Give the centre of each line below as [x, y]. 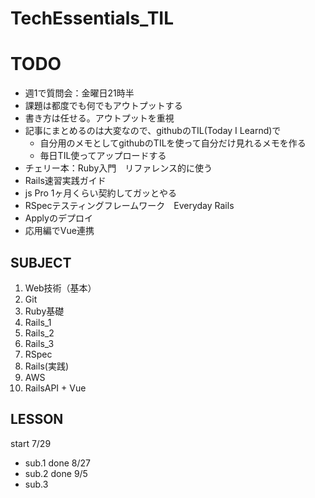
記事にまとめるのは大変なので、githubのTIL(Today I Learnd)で [153, 131]
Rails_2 [39, 333]
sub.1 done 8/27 [57, 463]
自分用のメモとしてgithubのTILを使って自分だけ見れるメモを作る [173, 143]
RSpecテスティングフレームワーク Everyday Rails [129, 206]
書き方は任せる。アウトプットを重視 [99, 118]
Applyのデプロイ [58, 218]
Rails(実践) [46, 366]
